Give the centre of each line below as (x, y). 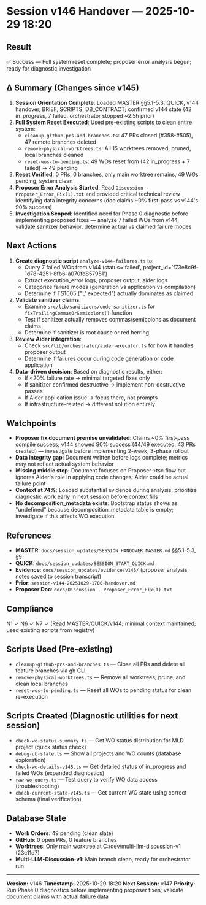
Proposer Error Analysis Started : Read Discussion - (82, 187)
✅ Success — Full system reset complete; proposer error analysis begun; (99, 62)
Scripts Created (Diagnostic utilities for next (92, 716)
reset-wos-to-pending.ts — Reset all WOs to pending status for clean (103, 690)
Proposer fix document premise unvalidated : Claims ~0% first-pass (102, 438)
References (29, 535)
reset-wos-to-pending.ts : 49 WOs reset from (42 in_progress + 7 (107, 161)
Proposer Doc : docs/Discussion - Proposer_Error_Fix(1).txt (94, 590)
